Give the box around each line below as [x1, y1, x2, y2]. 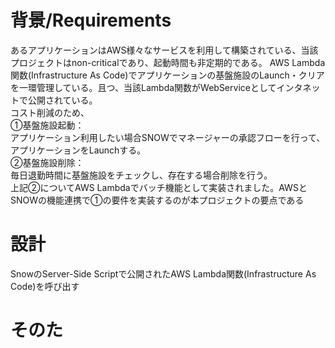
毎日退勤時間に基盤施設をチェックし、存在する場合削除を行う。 [10, 169, 269, 181]
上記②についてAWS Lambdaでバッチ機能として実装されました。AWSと [10, 181, 308, 193]
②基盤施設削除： [10, 156, 85, 168]
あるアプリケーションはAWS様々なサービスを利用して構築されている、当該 [10, 44, 319, 56]
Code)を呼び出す [10, 280, 80, 292]
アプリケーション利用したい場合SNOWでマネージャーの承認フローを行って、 [10, 131, 326, 143]
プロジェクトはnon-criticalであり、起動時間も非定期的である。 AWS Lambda [10, 56, 326, 68]
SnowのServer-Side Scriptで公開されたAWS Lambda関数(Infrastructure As [10, 267, 317, 280]
